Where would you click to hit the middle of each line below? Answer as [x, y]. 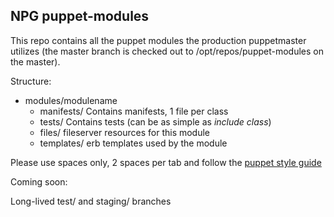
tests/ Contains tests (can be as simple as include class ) [155, 121]
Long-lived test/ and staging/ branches [91, 201]
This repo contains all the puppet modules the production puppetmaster [158, 40]
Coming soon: [39, 181]
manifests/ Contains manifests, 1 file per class [134, 111]
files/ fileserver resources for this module [125, 132]
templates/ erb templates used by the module [133, 143]
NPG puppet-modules [80, 16]
